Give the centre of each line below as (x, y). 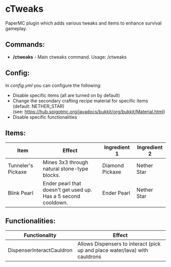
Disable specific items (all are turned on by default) (66, 95)
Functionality (40, 235)
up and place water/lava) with (113, 250)
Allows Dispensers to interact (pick (119, 244)
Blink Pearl (21, 193)
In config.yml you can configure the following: (53, 85)
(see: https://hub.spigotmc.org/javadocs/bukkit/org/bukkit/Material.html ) (89, 112)
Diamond (113, 166)
